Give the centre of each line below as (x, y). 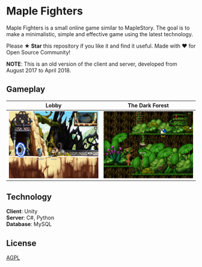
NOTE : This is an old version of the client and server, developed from (92, 64)
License (21, 243)
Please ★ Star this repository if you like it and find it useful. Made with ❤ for (101, 46)
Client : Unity (22, 212)
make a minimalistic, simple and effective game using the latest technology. (100, 34)
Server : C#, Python (30, 218)
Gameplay (26, 90)
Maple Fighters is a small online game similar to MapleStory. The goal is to (98, 28)
